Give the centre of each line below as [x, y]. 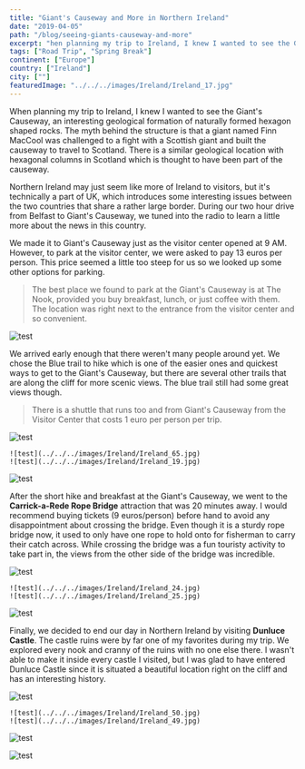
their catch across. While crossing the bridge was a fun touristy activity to [148, 544]
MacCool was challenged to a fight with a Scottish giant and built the [138, 140]
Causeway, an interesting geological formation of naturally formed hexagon [151, 121]
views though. [36, 392]
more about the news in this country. [78, 225]
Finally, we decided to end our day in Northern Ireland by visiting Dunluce [148, 630]
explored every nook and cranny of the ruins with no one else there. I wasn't [152, 649]
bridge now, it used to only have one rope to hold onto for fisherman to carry [152, 534]
